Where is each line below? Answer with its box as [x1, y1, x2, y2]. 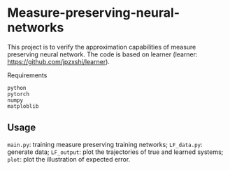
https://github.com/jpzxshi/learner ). [7, 57, 110, 65]
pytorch [7, 91, 30, 98]
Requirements [7, 71, 48, 79]
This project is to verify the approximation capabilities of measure [7, 42, 196, 51]
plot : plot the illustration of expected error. [7, 155, 131, 163]
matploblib [7, 102, 39, 109]
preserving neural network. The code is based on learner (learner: [7, 50, 198, 59]
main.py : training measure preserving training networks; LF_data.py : [7, 140, 203, 148]
